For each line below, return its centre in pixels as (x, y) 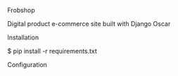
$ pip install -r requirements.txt (52, 51)
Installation (23, 37)
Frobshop (21, 10)
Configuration (27, 65)
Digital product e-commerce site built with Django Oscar (89, 24)
